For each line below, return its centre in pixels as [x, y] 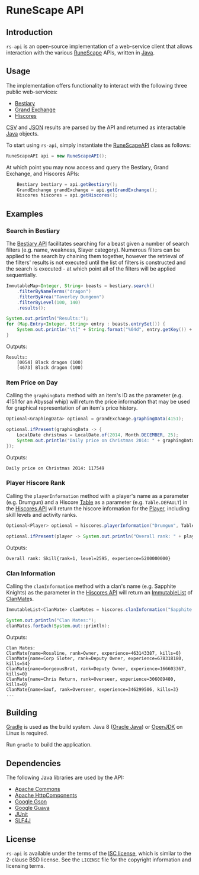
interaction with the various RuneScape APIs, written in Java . [81, 53]
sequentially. [22, 275]
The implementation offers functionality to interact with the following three [97, 85]
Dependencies [33, 763]
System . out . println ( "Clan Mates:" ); [51, 620]
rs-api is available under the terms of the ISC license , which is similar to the [99, 853]
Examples [25, 214]
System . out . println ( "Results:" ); [47, 319]
